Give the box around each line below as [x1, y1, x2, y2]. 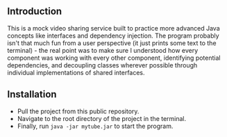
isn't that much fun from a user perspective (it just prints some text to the [7, 38, 217, 47]
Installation [7, 88, 57, 100]
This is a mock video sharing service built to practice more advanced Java [7, 24, 220, 32]
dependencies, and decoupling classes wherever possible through [7, 61, 198, 69]
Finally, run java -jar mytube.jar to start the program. [17, 122, 174, 130]
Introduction [7, 6, 62, 17]
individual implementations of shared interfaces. [7, 68, 145, 76]
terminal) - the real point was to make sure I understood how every [7, 46, 199, 54]
